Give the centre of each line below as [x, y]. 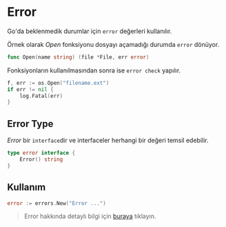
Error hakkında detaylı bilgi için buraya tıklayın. [90, 216]
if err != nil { [30, 89]
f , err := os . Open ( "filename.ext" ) [58, 83]
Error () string [41, 159]
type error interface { [41, 153]
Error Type [30, 124]
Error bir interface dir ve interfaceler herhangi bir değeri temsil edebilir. [108, 140]
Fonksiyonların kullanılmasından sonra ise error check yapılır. [94, 70]
